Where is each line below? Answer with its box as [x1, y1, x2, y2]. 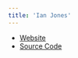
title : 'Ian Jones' [8, 11, 72, 20]
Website [19, 33, 47, 42]
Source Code [19, 41, 62, 51]
